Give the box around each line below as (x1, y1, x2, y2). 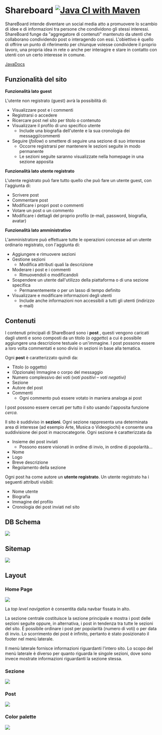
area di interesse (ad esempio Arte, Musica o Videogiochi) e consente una (5, 424, 153, 430)
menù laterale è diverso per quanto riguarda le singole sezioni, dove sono (5, 651, 151, 656)
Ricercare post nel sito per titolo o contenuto (12, 117, 101, 123)
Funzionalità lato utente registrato (5, 168, 75, 174)
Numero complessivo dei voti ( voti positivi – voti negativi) (12, 374, 127, 380)
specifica (12, 282, 30, 288)
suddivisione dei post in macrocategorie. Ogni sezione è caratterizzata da (5, 429, 152, 435)
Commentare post (12, 197, 48, 203)
